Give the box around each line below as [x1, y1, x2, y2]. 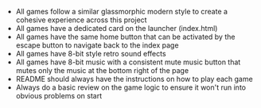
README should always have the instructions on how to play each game [15, 75, 253, 83]
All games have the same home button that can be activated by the [15, 32, 236, 41]
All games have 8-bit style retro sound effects [15, 49, 166, 58]
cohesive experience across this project [15, 15, 147, 25]
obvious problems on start [15, 91, 103, 100]
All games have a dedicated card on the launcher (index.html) [15, 24, 218, 33]
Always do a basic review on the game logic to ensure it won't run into [15, 83, 247, 92]
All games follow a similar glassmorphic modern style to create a [15, 7, 228, 16]
